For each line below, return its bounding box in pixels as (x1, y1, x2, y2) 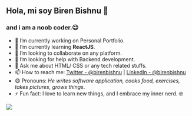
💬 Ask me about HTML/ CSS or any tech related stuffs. (14, 62, 147, 69)
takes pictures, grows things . (14, 83, 85, 90)
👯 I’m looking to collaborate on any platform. (14, 49, 123, 57)
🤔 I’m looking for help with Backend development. (14, 55, 135, 62)
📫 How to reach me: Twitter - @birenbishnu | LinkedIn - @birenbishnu (14, 68, 186, 75)
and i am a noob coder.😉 (6, 24, 79, 32)
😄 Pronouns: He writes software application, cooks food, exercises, (14, 77, 181, 84)
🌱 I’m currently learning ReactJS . (14, 43, 95, 50)
